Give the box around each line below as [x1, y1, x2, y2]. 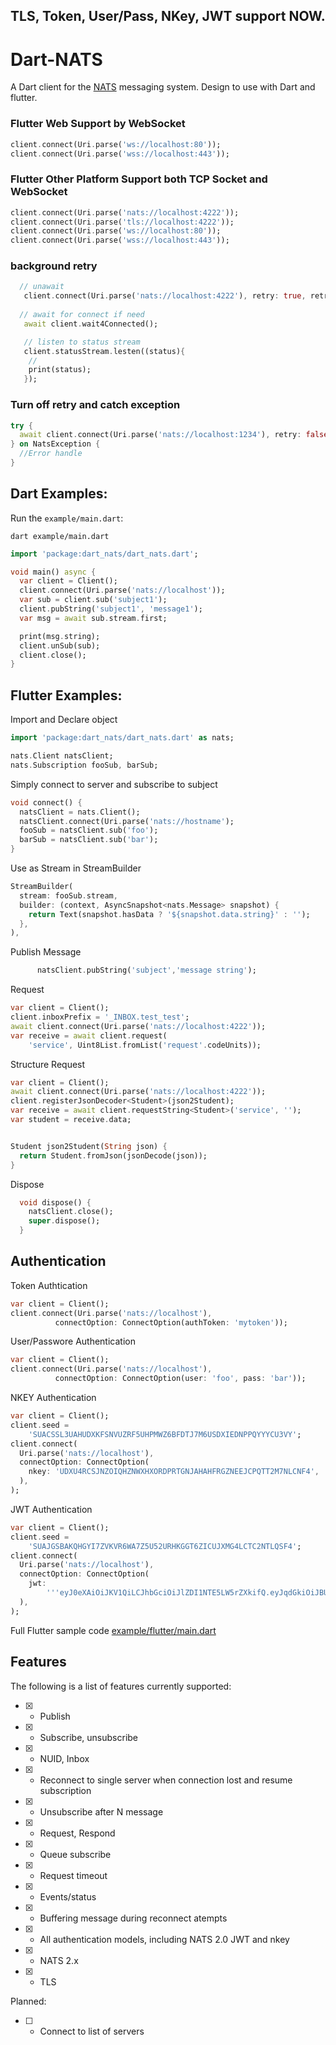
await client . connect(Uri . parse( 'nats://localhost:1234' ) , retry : [19, 430, 302, 440]
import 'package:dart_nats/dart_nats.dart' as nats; [10, 733, 235, 743]
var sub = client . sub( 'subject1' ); [19, 595, 168, 605]
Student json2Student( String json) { [10, 1141, 168, 1151]
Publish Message [10, 946, 82, 958]
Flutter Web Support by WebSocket [10, 117, 186, 131]
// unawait [19, 282, 65, 292]
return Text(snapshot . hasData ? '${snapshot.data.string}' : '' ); [28, 909, 311, 919]
